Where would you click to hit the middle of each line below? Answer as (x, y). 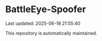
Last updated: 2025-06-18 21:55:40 (43, 23)
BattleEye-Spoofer (46, 9)
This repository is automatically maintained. (51, 33)
